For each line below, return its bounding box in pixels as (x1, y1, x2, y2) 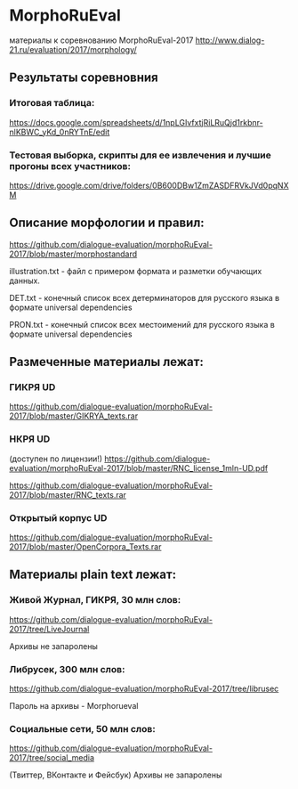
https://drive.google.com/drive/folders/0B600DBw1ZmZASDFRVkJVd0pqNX (9, 180, 289, 191)
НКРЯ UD (9, 433, 51, 445)
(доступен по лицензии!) (9, 453, 103, 464)
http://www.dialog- (195, 35, 265, 45)
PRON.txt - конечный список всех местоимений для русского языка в (9, 319, 276, 329)
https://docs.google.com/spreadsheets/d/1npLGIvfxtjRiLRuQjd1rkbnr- (9, 117, 264, 127)
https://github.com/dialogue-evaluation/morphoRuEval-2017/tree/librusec (9, 683, 279, 694)
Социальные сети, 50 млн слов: (9, 722, 156, 735)
